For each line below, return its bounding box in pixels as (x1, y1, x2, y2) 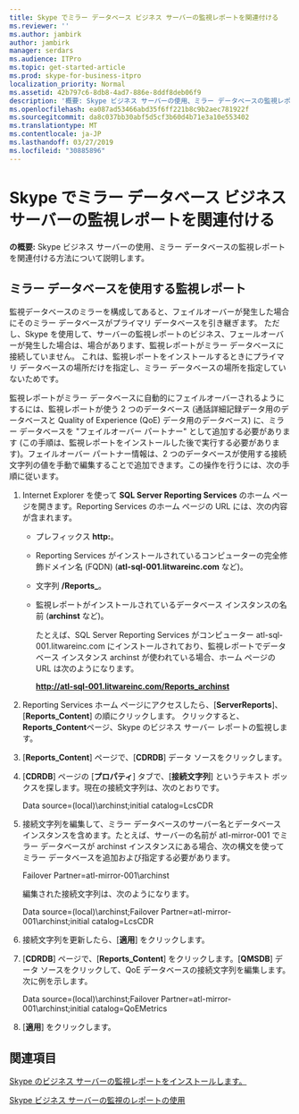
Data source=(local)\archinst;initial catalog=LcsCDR (21, 800, 214, 811)
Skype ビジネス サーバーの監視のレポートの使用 (9, 1095, 186, 1106)
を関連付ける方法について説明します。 (9, 252, 150, 263)
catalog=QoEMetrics (91, 1003, 168, 1014)
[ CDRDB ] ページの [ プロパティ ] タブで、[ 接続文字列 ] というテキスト (21, 771, 270, 782)
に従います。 (16, 471, 64, 481)
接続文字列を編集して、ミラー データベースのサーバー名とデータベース (21, 819, 282, 829)
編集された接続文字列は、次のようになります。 (21, 889, 195, 899)
